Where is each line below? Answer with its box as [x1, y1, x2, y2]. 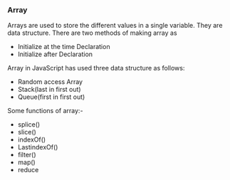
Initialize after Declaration [17, 50, 93, 58]
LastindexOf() [17, 143, 58, 152]
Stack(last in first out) [17, 85, 81, 94]
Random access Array [17, 78, 83, 86]
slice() [17, 128, 37, 137]
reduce [17, 166, 39, 174]
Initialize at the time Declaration [17, 43, 110, 51]
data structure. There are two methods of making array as [7, 28, 177, 37]
